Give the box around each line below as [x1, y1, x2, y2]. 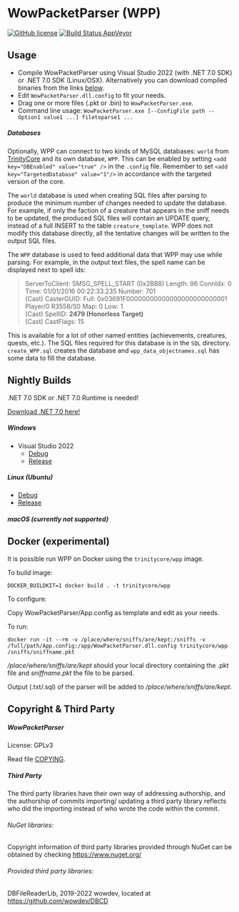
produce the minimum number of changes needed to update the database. [7, 198, 227, 207]
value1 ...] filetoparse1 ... [44, 113, 133, 121]
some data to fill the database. [7, 353, 97, 362]
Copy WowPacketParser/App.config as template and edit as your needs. [7, 608, 220, 617]
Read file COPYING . [7, 755, 66, 764]
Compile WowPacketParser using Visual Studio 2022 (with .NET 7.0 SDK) [17, 68, 233, 76]
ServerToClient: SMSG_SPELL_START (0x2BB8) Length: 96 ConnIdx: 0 [24, 279, 232, 288]
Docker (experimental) [7, 535, 111, 547]
